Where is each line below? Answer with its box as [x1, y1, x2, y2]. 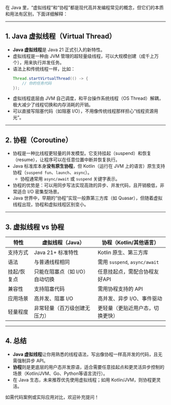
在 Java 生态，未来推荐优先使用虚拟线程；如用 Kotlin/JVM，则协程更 [12, 376, 157, 382]
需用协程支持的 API [97, 285, 144, 292]
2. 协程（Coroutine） [5, 136, 72, 144]
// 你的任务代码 [22, 81, 52, 86]
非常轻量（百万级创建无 [34, 305, 91, 312]
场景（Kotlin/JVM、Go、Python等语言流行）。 [12, 370, 108, 376]
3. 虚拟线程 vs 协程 [5, 222, 65, 231]
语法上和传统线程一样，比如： [12, 65, 75, 72]
